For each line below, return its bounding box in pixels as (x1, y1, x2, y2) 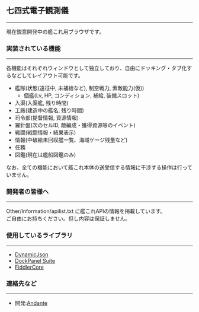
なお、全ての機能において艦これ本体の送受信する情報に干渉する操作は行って (6, 164, 192, 171)
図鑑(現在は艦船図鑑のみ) (14, 151, 76, 158)
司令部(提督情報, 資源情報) (14, 114, 79, 122)
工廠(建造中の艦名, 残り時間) (14, 107, 84, 114)
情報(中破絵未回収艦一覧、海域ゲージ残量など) (14, 136, 128, 144)
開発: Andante (14, 300, 48, 307)
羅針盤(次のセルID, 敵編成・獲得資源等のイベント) (14, 122, 136, 129)
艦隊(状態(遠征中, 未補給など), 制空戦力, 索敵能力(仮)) (14, 85, 145, 92)
